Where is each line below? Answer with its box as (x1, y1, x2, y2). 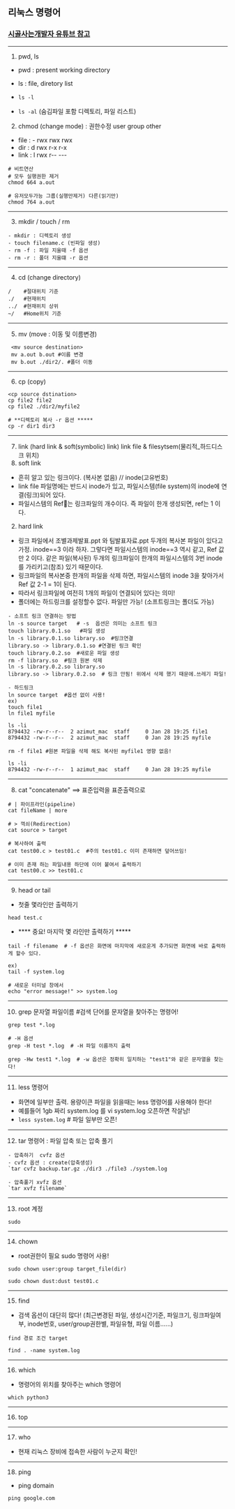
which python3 (8, 1394, 50, 1401)
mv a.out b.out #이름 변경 (10, 351, 84, 358)
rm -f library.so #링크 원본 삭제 (8, 657, 103, 664)
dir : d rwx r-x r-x (17, 143, 67, 151)
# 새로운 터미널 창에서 (8, 982, 64, 989)
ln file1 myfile (8, 710, 55, 717)
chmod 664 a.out (8, 179, 55, 186)
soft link (17, 459, 41, 467)
